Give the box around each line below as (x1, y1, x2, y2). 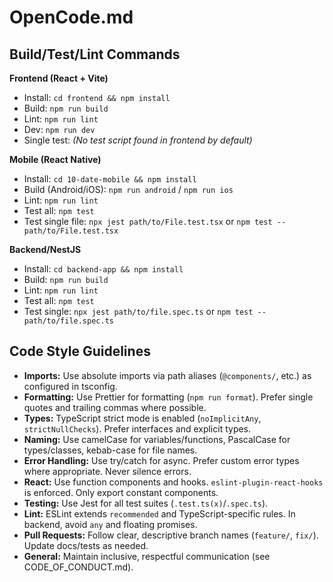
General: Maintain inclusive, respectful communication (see (23, 550, 271, 562)
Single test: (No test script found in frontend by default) (23, 134, 253, 146)
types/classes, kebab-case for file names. (23, 444, 198, 456)
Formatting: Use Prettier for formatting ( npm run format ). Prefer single (23, 391, 314, 403)
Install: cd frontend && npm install (23, 92, 171, 103)
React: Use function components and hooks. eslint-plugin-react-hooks (23, 476, 324, 488)
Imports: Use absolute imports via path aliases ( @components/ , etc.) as (23, 369, 312, 381)
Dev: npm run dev (23, 124, 96, 135)
